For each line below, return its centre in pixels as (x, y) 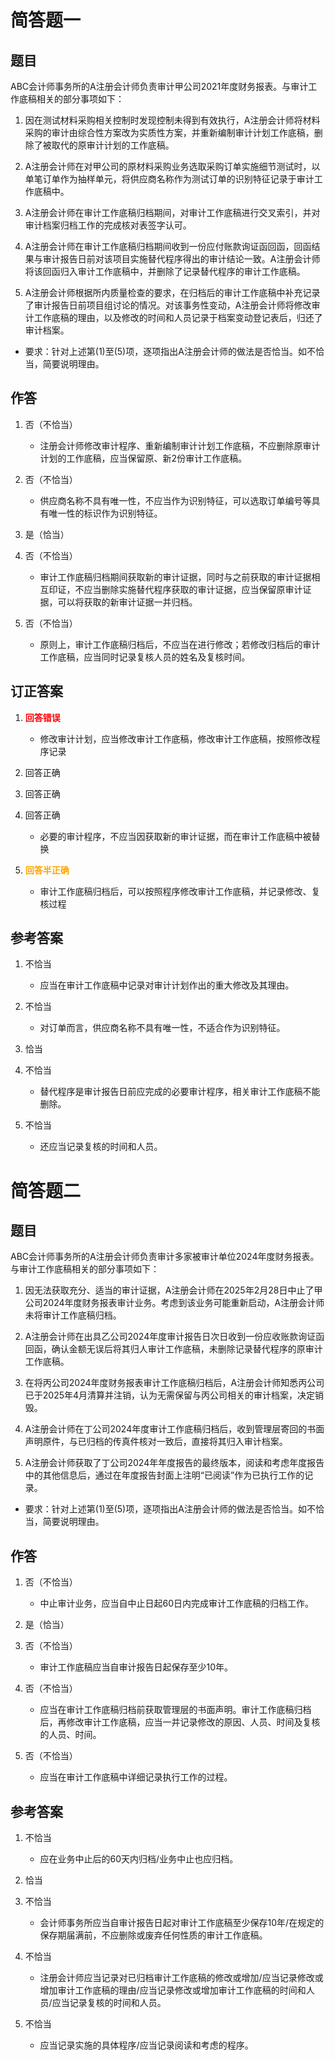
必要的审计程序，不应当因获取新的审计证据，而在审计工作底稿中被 (175, 836)
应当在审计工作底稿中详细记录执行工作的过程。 (136, 1777)
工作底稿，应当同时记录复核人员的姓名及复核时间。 (145, 657)
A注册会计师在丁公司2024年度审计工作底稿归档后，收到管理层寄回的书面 (174, 1429)
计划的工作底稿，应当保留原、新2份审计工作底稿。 (143, 458)
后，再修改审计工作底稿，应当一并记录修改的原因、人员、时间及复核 (180, 1722)
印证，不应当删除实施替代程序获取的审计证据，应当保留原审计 (175, 589)
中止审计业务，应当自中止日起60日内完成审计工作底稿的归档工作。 (177, 1603)
